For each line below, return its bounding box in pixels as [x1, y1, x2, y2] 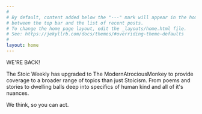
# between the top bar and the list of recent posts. [6, 20, 144, 26]
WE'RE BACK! [6, 58, 40, 66]
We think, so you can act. [6, 101, 69, 108]
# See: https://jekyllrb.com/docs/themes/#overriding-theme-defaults [6, 31, 185, 37]
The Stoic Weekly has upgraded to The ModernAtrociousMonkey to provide [6, 70, 194, 77]
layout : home [6, 43, 39, 49]
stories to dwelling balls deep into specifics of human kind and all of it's [6, 83, 183, 90]
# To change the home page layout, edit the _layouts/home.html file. [6, 25, 187, 32]
